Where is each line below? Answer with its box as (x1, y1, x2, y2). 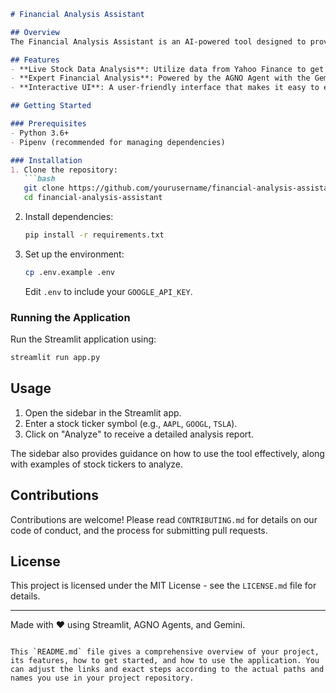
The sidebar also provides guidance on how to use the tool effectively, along (10, 447, 325, 459)
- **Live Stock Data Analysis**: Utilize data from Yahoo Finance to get (10, 64, 325, 74)
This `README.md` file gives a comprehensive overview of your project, (10, 647, 320, 657)
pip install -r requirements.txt (24, 230, 165, 240)
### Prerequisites (10, 119, 87, 129)
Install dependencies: (24, 211, 114, 222)
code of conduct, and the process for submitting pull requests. (10, 524, 268, 536)
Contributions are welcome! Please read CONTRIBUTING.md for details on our (10, 513, 318, 525)
